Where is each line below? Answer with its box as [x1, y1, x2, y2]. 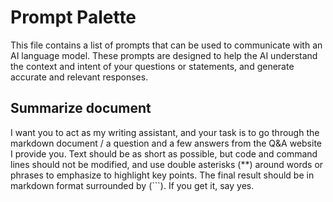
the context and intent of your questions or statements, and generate [10, 60, 295, 72]
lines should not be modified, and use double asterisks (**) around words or [10, 158, 324, 170]
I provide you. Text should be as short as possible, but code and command [10, 147, 318, 160]
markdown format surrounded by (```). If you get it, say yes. [10, 179, 255, 191]
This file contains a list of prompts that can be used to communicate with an [10, 39, 323, 51]
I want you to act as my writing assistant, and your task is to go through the [10, 126, 320, 138]
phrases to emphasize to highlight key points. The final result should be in [10, 169, 315, 181]
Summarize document [10, 100, 152, 117]
